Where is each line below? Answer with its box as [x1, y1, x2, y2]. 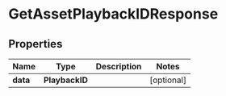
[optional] [149, 74, 187, 86]
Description [95, 61, 142, 72]
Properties [8, 37, 63, 51]
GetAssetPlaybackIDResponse [8, 5, 219, 23]
